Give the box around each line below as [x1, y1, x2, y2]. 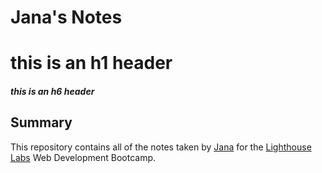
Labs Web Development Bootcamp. [10, 151, 157, 163]
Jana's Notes [10, 6, 123, 29]
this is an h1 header [10, 52, 173, 75]
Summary [10, 114, 73, 131]
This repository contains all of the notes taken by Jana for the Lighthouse [10, 141, 312, 153]
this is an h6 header [10, 85, 95, 97]
